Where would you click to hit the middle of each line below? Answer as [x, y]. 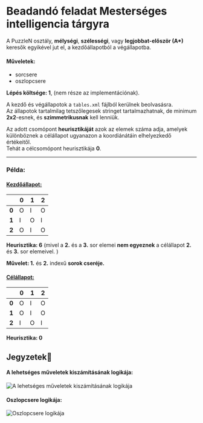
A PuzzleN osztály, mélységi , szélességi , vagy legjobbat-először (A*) [95, 41]
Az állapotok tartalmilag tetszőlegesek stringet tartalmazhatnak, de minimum [101, 111]
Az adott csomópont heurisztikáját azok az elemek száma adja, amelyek [97, 129]
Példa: [16, 170]
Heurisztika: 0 [24, 338]
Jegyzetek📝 [29, 357]
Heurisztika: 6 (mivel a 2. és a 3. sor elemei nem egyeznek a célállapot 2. [99, 245]
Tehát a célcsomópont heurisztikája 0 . [54, 148]
